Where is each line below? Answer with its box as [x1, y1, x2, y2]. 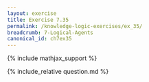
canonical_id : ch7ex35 [7, 36, 72, 42]
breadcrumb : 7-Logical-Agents [7, 29, 94, 36]
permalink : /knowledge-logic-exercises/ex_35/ [7, 23, 143, 29]
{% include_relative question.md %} [7, 68, 109, 76]
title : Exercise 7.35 [7, 16, 69, 23]
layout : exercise [7, 10, 57, 17]
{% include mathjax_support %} [7, 54, 98, 62]
